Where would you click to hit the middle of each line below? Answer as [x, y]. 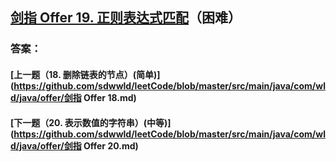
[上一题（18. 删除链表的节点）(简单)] [85, 74]
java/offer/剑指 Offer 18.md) [78, 97]
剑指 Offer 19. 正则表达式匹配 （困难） [126, 18]
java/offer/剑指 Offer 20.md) [79, 145]
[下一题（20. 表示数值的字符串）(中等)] [91, 122]
